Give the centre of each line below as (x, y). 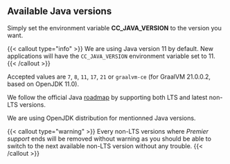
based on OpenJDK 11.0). (43, 84)
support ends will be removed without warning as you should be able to (109, 139)
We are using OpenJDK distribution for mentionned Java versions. (101, 118)
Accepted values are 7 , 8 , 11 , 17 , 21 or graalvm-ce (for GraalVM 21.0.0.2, (109, 76)
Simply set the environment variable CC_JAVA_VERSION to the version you (114, 28)
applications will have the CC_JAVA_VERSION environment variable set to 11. (112, 56)
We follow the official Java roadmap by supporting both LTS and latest (107, 97)
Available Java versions (60, 11)
